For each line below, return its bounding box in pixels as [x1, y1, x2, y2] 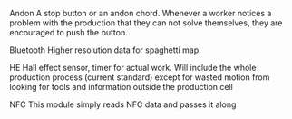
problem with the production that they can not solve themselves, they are [9, 17, 283, 28]
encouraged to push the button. [9, 27, 129, 37]
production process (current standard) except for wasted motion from [9, 72, 270, 83]
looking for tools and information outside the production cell [9, 82, 233, 92]
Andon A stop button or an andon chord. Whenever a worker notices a [9, 8, 272, 18]
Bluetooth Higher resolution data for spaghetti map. [9, 45, 201, 55]
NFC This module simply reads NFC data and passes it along [9, 99, 237, 110]
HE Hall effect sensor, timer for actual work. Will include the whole [9, 63, 257, 73]
